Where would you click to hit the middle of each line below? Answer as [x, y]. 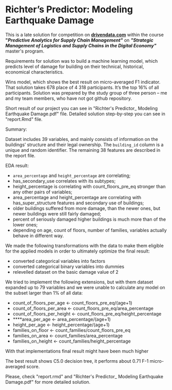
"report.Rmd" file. [24, 119]
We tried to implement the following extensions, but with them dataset [79, 282]
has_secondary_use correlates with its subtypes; [64, 181]
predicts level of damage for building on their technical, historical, [75, 66]
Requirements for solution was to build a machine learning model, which [82, 61]
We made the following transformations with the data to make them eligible [84, 245]
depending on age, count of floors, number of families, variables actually [90, 230]
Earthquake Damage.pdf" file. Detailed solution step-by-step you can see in [85, 114]
